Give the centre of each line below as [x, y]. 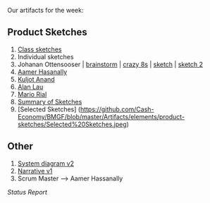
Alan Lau [30, 87]
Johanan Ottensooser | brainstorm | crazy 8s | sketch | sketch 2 [110, 64]
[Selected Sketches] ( [49, 109]
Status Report [27, 192]
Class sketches [39, 49]
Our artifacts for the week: [45, 10]
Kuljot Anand [36, 79]
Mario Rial [32, 94]
